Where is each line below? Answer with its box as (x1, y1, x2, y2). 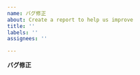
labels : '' (7, 29, 38, 36)
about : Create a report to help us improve (7, 16, 134, 23)
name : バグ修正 (7, 10, 47, 17)
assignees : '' (7, 35, 48, 42)
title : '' (7, 22, 36, 29)
